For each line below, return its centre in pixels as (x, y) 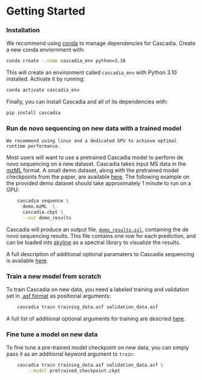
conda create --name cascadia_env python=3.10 (66, 61)
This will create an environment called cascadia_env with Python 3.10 (92, 73)
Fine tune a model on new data (52, 334)
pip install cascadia (34, 113)
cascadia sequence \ (43, 201)
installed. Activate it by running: (46, 79)
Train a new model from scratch (54, 276)
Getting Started (46, 11)
